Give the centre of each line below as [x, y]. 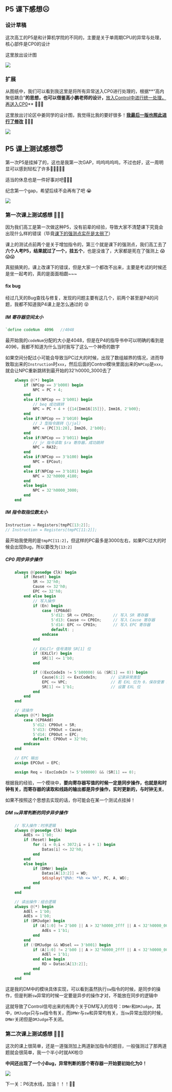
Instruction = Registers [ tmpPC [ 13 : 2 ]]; [48, 525]
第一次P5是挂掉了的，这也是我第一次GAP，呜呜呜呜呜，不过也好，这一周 [82, 162]
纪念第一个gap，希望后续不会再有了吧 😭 [49, 190]
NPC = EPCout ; [48, 462]
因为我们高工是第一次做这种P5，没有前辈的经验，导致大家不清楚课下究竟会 [84, 227]
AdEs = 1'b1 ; [56, 931]
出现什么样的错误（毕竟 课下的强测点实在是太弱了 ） [59, 234]
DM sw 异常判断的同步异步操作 [37, 813]
